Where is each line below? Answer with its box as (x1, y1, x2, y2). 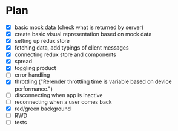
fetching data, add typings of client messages (14, 44, 129, 51)
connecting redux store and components (14, 51, 116, 58)
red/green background (14, 105, 71, 112)
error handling (14, 71, 50, 78)
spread (14, 58, 33, 65)
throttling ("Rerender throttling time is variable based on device (14, 78, 172, 85)
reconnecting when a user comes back (14, 98, 113, 106)
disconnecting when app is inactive (14, 91, 104, 98)
